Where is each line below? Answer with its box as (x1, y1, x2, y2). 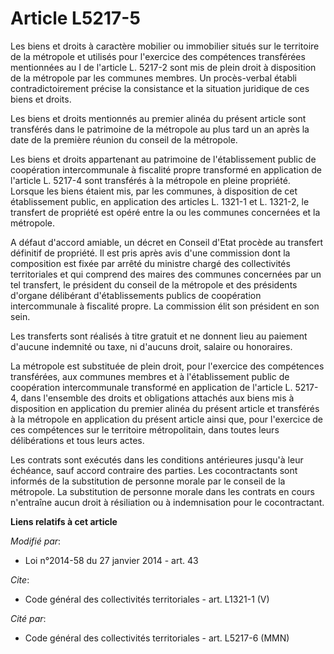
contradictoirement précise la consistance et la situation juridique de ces (10, 82, 310, 94)
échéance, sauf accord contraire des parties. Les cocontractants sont (10, 464, 298, 476)
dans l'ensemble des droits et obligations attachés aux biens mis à (20, 392, 295, 404)
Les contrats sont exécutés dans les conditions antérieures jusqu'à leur (10, 453, 304, 466)
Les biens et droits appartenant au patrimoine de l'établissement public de (10, 153, 317, 165)
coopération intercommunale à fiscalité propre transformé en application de (10, 163, 323, 176)
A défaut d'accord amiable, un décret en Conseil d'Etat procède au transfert (10, 236, 323, 248)
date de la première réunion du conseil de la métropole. (10, 133, 238, 146)
